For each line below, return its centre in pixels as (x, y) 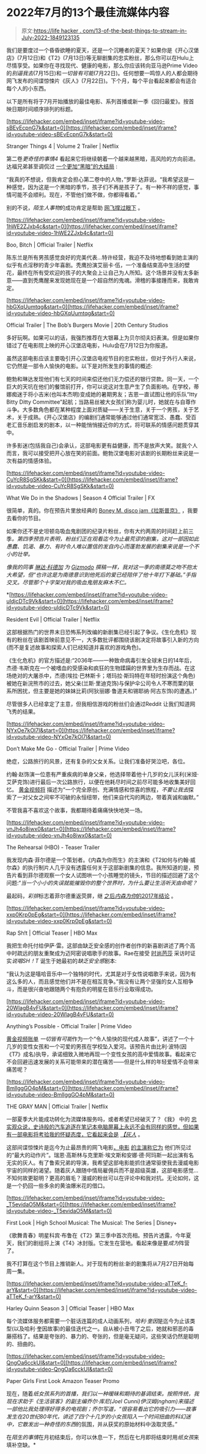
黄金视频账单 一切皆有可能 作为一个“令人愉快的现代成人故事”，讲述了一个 (98, 1039)
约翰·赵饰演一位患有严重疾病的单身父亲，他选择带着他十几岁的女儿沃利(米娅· (103, 774)
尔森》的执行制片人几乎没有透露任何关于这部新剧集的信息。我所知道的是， (100, 867)
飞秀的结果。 (22, 711)
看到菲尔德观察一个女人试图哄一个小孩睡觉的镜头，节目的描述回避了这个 (108, 875)
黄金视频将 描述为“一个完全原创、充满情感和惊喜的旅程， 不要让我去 (103, 789)
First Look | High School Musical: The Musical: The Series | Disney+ (92, 1222)
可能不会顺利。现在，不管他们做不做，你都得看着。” (76, 195)
